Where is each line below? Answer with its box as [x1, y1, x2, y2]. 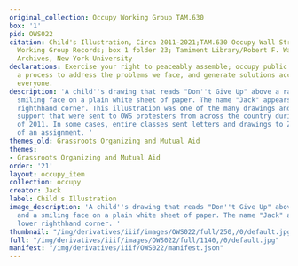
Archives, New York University [17, 54, 133, 63]
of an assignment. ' [17, 129, 93, 137]
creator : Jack [9, 186, 62, 195]
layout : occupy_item [9, 169, 86, 178]
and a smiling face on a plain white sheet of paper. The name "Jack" [17, 210, 284, 220]
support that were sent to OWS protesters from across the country [17, 112, 272, 121]
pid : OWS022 [9, 29, 53, 38]
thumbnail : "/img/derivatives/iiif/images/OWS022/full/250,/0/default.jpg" [9, 227, 295, 236]
